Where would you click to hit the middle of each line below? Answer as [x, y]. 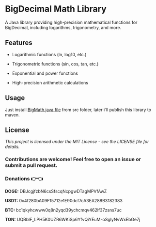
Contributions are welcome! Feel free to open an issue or [73, 160]
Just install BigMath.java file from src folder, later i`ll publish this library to [78, 110]
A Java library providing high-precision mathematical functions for [71, 22]
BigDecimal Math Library [56, 9]
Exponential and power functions [45, 73]
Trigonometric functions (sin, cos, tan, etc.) [55, 64]
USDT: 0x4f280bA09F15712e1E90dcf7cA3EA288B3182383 [64, 200]
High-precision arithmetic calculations [50, 82]
